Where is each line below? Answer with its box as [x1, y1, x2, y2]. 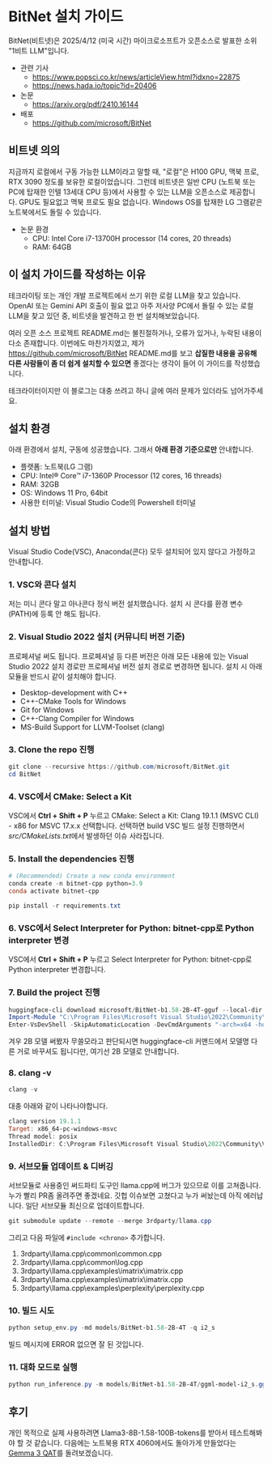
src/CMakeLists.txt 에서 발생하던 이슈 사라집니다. [8, 831, 164, 841]
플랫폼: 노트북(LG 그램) [19, 462, 93, 472]
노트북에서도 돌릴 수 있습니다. [8, 207, 102, 217]
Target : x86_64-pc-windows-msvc [8, 1125, 117, 1133]
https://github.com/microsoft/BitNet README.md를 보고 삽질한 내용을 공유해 [8, 348, 257, 358]
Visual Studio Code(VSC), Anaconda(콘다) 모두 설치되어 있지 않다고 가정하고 [8, 547, 257, 557]
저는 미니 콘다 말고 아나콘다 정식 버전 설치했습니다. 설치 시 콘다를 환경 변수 [8, 599, 244, 609]
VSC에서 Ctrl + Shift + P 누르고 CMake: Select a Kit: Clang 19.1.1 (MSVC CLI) [8, 811, 259, 821]
